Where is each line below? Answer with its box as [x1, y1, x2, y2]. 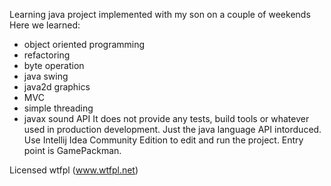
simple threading [23, 102, 94, 114]
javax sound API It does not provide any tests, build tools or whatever [23, 113, 310, 124]
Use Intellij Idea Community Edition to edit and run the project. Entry [23, 134, 304, 146]
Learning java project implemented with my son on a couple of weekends [9, 9, 311, 20]
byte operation [23, 60, 85, 71]
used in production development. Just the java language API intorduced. [23, 124, 322, 135]
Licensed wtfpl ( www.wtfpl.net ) [9, 164, 139, 176]
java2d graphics [23, 81, 91, 93]
